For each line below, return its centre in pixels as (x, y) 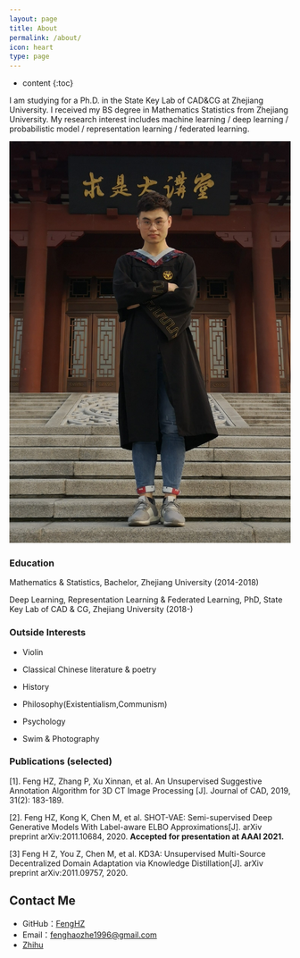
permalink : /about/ (46, 38)
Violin (33, 651)
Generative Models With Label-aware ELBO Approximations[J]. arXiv (136, 827)
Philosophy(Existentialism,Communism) (95, 704)
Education (32, 563)
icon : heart (31, 47)
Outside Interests (48, 633)
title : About (33, 28)
